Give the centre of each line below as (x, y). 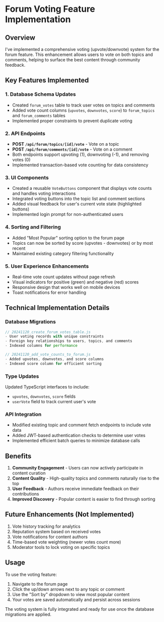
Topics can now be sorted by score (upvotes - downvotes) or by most (82, 243)
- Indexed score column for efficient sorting (53, 363)
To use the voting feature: (31, 574)
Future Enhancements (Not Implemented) (70, 514)
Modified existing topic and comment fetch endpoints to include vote (82, 425)
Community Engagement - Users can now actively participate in (78, 468)
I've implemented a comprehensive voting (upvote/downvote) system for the (82, 49)
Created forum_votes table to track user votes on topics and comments (83, 105)
